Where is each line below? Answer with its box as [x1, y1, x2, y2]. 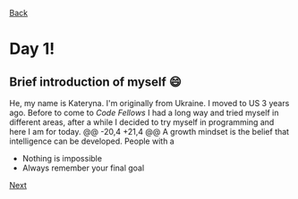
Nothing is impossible [21, 153, 103, 163]
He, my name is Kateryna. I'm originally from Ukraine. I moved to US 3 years [9, 98, 290, 108]
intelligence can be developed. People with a [9, 136, 175, 146]
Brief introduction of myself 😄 [9, 74, 182, 89]
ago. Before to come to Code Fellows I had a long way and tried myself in [9, 107, 279, 118]
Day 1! [9, 39, 55, 59]
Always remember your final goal [21, 162, 145, 173]
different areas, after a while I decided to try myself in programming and [9, 117, 275, 128]
